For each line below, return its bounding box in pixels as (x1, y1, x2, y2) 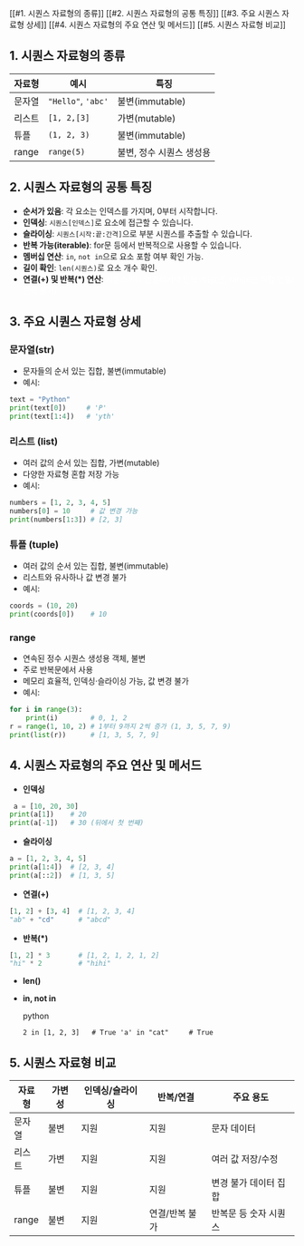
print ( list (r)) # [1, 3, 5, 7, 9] (9, 730, 160, 739)
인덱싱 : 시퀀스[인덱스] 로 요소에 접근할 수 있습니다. (22, 217, 194, 228)
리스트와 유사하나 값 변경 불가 (22, 572, 127, 583)
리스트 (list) (9, 434, 59, 447)
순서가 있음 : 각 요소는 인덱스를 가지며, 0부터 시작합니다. (22, 205, 218, 216)
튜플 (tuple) (9, 538, 59, 550)
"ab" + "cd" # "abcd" (9, 915, 111, 924)
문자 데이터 (211, 1123, 256, 1135)
